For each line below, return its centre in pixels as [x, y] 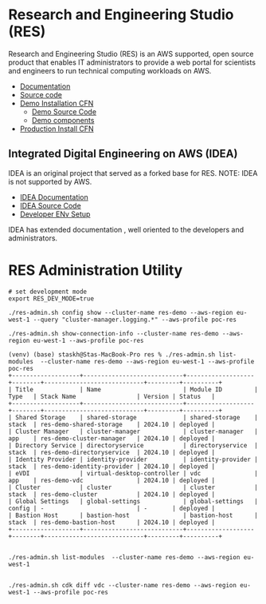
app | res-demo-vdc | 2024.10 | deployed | [112, 480]
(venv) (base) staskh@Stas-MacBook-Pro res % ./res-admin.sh [112, 354]
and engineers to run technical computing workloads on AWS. [110, 70]
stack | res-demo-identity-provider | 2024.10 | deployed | [112, 466]
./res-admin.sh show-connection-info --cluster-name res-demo [113, 333]
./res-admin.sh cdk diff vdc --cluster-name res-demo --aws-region [123, 585]
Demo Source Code [64, 111]
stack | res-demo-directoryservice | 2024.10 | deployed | [112, 452]
